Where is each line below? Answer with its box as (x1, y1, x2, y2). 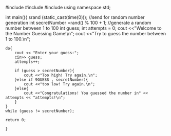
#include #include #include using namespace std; (5, 5, 111, 10)
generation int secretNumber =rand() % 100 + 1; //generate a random (5, 20, 151, 26)
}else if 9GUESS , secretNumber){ (14, 77, 88, 82)
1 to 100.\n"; (5, 36, 31, 42)
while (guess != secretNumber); (5, 108, 74, 114)
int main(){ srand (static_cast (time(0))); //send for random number (5, 14, 145, 20)
